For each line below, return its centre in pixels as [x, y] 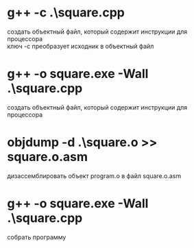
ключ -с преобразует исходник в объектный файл [81, 46]
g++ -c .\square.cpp [66, 13]
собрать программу [37, 237]
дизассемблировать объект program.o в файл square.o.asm [94, 175]
